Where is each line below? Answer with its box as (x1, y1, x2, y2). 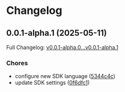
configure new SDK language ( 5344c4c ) (14, 73, 116, 80)
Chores (6, 59, 28, 67)
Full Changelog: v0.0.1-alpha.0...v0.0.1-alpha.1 (6, 44, 119, 51)
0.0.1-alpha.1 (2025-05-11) (6, 28, 107, 38)
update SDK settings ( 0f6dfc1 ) (14, 79, 90, 87)
